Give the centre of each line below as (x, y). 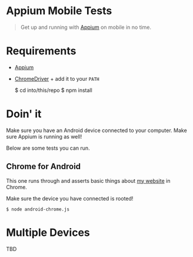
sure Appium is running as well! (44, 136)
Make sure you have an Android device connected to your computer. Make (96, 130)
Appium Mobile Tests (59, 11)
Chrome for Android (44, 167)
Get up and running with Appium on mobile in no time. (86, 27)
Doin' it (24, 114)
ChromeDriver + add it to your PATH (57, 78)
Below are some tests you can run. (48, 148)
